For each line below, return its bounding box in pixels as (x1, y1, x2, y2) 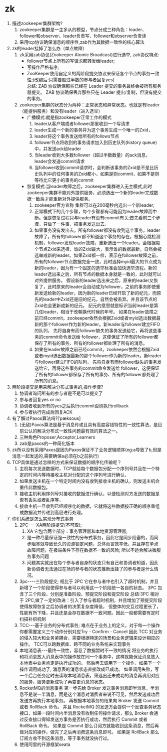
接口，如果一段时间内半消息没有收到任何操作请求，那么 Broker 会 (19, 710, 154, 716)
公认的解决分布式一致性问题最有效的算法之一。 (23, 427, 120, 434)
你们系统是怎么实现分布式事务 (11, 515, 73, 522)
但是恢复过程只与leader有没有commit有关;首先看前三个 (43, 214, 156, 221)
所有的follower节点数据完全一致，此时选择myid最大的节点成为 (34, 258, 162, 264)
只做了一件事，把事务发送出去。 (43, 221, 109, 227)
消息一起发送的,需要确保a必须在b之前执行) (11, 453, 99, 459)
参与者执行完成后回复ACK (19, 409, 73, 415)
